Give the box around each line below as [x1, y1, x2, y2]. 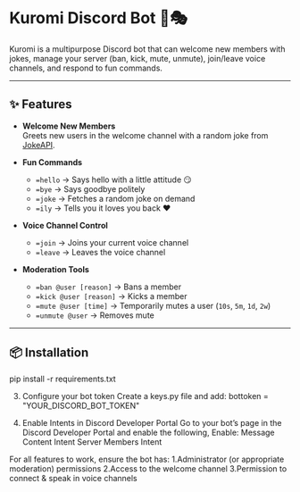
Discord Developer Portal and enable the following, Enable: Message [21, 427, 275, 438]
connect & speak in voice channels [9, 472, 138, 483]
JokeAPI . [21, 139, 55, 150]
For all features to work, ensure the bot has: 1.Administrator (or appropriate [9, 454, 285, 464]
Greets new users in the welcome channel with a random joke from [21, 129, 269, 140]
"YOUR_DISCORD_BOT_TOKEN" [21, 400, 140, 411]
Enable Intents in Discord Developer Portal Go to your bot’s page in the [21, 417, 282, 428]
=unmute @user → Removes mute [35, 310, 154, 321]
